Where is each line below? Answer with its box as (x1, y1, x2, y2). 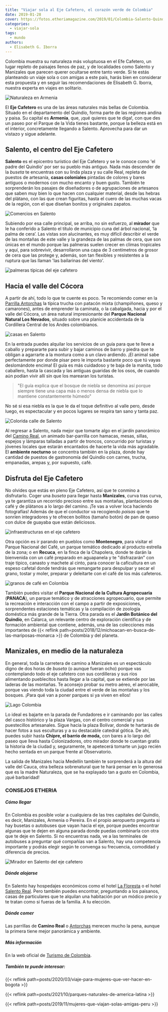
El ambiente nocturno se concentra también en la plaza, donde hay (5, 449, 145, 455)
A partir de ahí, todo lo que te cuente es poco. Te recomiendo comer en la (5, 295, 157, 301)
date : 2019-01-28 (5, 12, 41, 17)
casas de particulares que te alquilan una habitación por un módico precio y (5, 893, 161, 899)
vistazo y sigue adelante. (5, 131, 56, 137)
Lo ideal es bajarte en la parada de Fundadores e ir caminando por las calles (5, 711, 162, 717)
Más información (5, 939, 42, 945)
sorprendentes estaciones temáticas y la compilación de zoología (5, 606, 140, 612)
